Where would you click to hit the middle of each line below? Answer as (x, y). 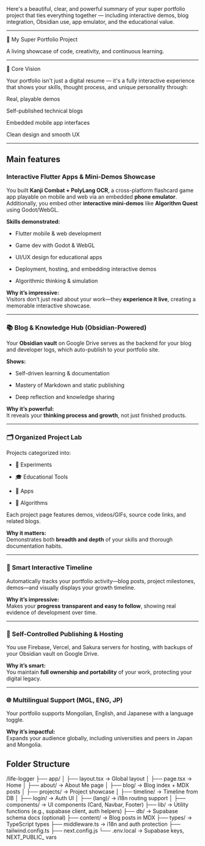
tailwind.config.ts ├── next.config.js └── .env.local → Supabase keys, (95, 830)
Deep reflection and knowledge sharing (65, 397)
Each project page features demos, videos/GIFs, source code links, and (96, 515)
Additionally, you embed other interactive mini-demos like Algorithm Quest (102, 203)
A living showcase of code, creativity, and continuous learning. (85, 51)
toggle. (15, 720)
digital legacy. (24, 679)
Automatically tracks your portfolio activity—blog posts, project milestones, (101, 581)
